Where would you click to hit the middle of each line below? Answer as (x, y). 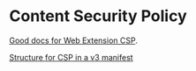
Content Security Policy (98, 16)
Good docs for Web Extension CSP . (74, 40)
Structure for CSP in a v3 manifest (72, 57)
